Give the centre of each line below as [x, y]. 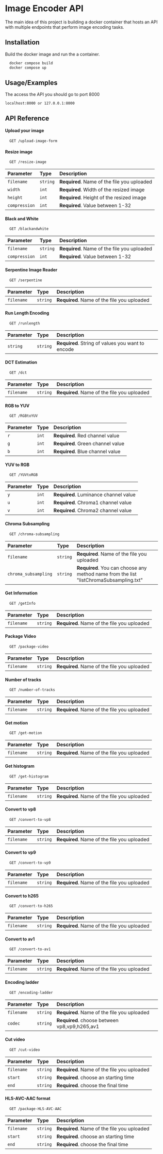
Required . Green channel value [89, 444]
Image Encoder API [44, 9]
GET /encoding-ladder [31, 992]
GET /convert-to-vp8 [30, 820]
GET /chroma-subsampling [34, 534]
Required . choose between [88, 1020]
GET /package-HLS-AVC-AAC [36, 1109]
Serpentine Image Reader [31, 270]
